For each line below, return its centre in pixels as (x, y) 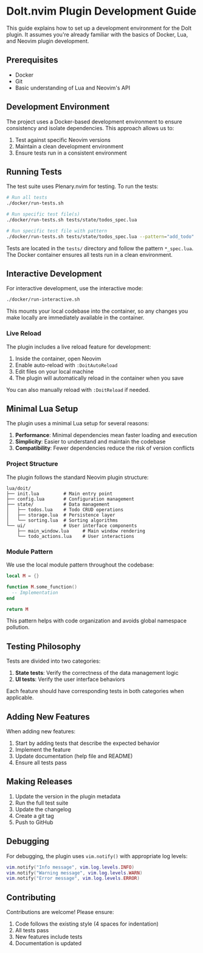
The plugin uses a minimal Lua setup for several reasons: (78, 424)
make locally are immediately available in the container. (75, 318)
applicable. (20, 697)
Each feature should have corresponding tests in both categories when (95, 691)
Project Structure (32, 464)
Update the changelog (43, 809)
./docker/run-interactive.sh (43, 299)
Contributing (31, 897)
